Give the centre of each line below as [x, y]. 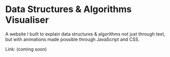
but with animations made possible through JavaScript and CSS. [73, 39]
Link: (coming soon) [26, 49]
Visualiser [27, 20]
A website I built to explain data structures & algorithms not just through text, [85, 34]
